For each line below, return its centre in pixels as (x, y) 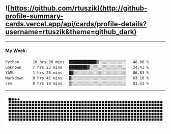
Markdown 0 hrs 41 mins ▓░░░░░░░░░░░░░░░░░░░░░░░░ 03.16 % (77, 78)
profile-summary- (34, 16)
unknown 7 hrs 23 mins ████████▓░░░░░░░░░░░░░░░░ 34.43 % (77, 67)
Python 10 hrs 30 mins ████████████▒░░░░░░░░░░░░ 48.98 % (77, 62)
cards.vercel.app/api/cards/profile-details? (76, 24)
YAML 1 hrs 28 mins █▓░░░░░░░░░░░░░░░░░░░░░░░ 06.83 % (77, 73)
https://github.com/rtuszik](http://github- (79, 8)
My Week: (16, 51)
